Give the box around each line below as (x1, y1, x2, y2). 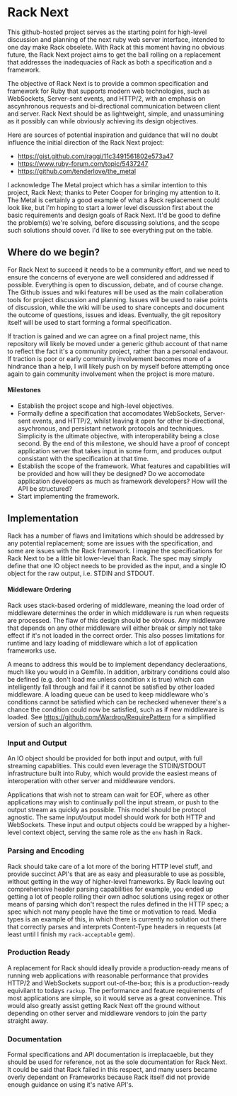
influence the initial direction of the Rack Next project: (7, 138, 164, 146)
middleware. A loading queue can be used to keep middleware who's (7, 690, 209, 699)
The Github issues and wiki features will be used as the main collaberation (7, 288, 224, 297)
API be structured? (17, 484, 73, 493)
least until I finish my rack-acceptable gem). (7, 930, 136, 939)
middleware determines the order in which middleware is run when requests (7, 608, 229, 617)
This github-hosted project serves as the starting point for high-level (7, 28, 207, 36)
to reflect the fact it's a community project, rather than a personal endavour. (7, 347, 229, 355)
